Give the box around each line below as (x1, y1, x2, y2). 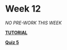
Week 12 (5, 3, 41, 15)
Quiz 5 (5, 39, 19, 45)
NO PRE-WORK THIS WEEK (5, 20, 62, 26)
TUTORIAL (5, 29, 27, 35)
